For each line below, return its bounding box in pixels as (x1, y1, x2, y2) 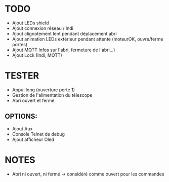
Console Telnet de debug (12, 131, 65, 137)
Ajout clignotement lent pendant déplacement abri (12, 30, 117, 37)
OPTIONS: (5, 112, 37, 121)
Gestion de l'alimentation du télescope (12, 92, 93, 98)
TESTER (5, 70, 39, 82)
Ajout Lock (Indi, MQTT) (12, 52, 63, 58)
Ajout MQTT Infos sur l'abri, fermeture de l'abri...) (12, 47, 115, 53)
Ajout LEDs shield (12, 20, 49, 26)
